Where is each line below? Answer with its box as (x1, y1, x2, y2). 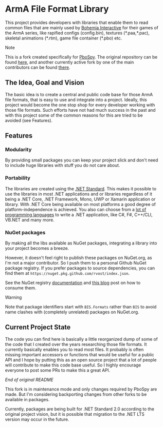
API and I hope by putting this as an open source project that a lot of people (5, 357, 157, 363)
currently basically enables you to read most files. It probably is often (5, 346, 144, 352)
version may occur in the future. (5, 416, 70, 422)
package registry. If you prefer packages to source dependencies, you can (5, 265, 155, 271)
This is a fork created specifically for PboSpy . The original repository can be (5, 54, 158, 60)
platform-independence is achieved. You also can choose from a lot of (5, 206, 146, 212)
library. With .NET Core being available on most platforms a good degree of (5, 201, 156, 207)
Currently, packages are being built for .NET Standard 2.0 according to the (5, 406, 155, 412)
